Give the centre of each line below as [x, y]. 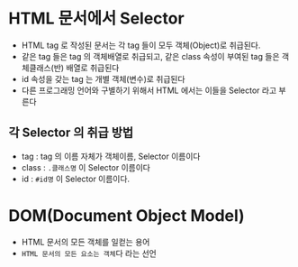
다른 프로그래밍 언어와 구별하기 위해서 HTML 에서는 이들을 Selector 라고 [149, 90]
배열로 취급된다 [93, 68]
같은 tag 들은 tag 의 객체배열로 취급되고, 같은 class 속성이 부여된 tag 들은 [150, 56]
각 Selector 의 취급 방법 [71, 133]
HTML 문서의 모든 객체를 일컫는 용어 [86, 242]
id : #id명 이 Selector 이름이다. [76, 179]
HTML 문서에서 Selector [97, 18]
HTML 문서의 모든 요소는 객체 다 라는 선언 [89, 253]
